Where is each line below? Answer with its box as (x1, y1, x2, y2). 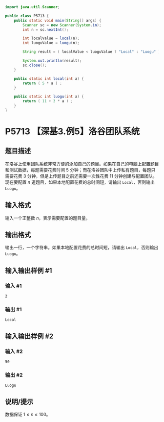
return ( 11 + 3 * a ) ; (22, 99, 73, 104)
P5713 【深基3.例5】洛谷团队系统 (5, 125, 140, 137)
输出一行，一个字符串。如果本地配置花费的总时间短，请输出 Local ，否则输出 (5, 245, 159, 250)
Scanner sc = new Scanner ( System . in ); (22, 23, 102, 27)
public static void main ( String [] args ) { (14, 18, 102, 23)
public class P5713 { (5, 13, 49, 18)
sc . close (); (22, 63, 47, 68)
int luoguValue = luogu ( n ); (22, 41, 80, 46)
